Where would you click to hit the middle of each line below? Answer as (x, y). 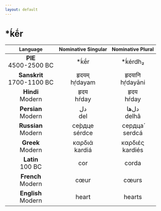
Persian (31, 109)
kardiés (133, 150)
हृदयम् (83, 75)
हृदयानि (133, 75)
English (31, 193)
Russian (31, 126)
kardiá (83, 150)
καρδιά (83, 143)
